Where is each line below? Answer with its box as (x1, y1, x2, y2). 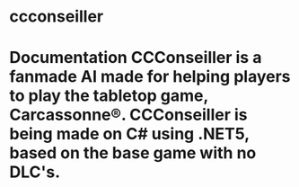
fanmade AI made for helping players (9, 67, 291, 87)
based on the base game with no (9, 143, 257, 164)
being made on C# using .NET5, (9, 124, 250, 145)
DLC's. (9, 162, 61, 183)
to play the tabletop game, (9, 85, 209, 106)
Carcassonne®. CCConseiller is (9, 105, 248, 125)
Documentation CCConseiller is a (9, 48, 262, 68)
